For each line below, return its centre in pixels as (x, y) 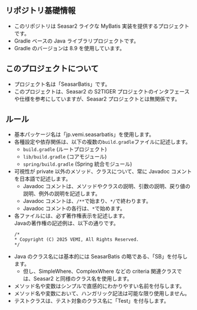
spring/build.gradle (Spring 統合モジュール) (77, 164)
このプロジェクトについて (52, 69)
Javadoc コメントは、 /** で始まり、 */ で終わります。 (87, 201)
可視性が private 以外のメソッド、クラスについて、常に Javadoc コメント (103, 172)
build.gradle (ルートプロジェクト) (65, 149)
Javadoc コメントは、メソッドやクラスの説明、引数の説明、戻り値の (106, 186)
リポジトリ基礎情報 (41, 11)
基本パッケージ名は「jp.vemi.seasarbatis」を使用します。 (84, 134)
